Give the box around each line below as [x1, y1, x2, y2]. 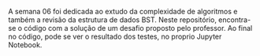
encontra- [217, 15, 251, 24]
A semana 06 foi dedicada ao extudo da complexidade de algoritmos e [8, 7, 238, 16]
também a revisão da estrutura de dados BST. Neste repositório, [8, 15, 217, 24]
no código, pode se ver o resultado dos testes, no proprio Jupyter [8, 32, 222, 41]
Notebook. [8, 40, 43, 50]
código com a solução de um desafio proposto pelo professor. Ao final [23, 24, 253, 32]
